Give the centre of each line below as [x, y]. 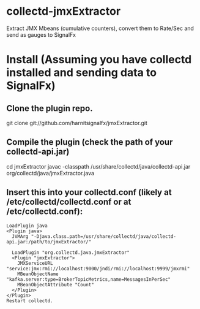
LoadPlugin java [27, 226]
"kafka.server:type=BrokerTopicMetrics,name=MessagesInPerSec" [89, 279]
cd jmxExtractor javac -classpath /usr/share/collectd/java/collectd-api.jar [98, 166]
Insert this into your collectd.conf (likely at [89, 192]
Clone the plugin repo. [50, 108]
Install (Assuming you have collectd [99, 60]
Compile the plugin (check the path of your [90, 142]
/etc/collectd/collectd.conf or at [69, 202]
